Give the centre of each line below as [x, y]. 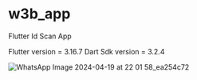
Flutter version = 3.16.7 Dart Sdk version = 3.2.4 [87, 51]
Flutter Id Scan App [40, 36]
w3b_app [39, 14]
